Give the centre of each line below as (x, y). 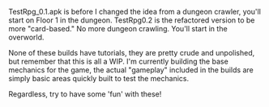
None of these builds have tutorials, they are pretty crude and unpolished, (132, 53)
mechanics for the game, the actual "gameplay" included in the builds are (131, 70)
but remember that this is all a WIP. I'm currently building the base (118, 61)
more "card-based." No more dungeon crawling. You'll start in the (118, 29)
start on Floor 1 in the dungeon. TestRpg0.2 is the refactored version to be (132, 20)
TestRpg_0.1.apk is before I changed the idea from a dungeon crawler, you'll (135, 12)
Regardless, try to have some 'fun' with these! (85, 94)
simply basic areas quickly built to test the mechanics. (98, 78)
